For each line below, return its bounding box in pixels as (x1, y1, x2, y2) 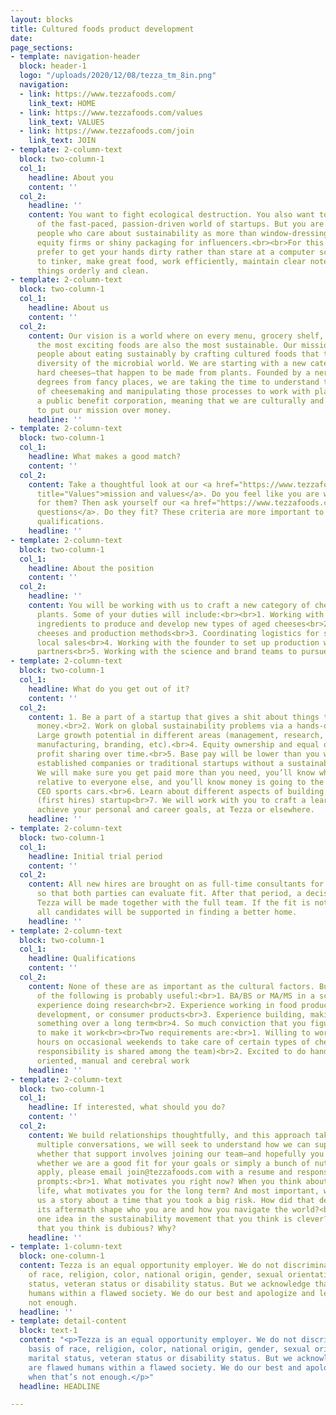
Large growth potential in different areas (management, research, (36, 731, 325, 741)
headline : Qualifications (28, 954, 137, 964)
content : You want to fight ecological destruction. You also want (28, 210, 315, 220)
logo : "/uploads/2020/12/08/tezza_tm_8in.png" (19, 71, 217, 81)
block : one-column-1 (19, 1251, 105, 1261)
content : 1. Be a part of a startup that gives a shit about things (28, 712, 320, 722)
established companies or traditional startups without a (36, 758, 284, 768)
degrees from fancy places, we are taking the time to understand (36, 377, 320, 387)
